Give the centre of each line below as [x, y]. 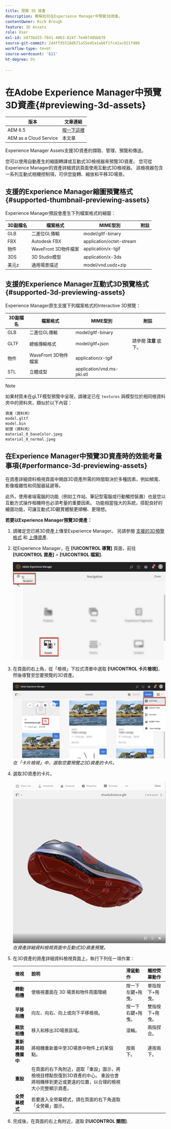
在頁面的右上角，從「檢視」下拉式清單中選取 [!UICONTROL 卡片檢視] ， [88, 669]
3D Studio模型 [46, 257]
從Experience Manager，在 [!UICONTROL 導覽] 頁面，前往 [74, 548]
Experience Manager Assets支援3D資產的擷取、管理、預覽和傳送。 [76, 150]
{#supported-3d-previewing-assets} [65, 292]
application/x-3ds [102, 257]
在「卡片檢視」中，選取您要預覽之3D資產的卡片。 [65, 763]
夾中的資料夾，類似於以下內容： [39, 403]
